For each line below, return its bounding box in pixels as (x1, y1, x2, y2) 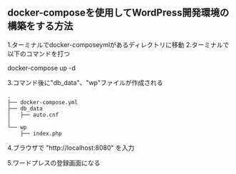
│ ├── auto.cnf (7, 111, 59, 118)
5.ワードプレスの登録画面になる (7, 158, 101, 167)
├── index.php (20, 130, 62, 137)
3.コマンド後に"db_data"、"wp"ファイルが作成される (7, 78, 163, 87)
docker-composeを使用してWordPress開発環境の (7, 6, 230, 19)
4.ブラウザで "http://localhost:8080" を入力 (7, 143, 135, 152)
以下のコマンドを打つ (7, 49, 70, 58)
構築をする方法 (7, 20, 73, 32)
